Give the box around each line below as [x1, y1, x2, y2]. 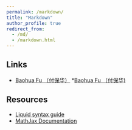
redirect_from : [6, 26, 45, 32]
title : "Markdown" [6, 15, 53, 21]
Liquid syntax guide [15, 111, 65, 118]
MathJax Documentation [15, 117, 77, 125]
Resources [6, 95, 48, 105]
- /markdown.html [12, 37, 56, 43]
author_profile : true [6, 20, 61, 26]
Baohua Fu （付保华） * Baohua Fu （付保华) [15, 77, 126, 84]
